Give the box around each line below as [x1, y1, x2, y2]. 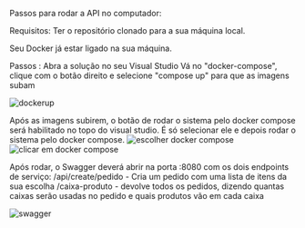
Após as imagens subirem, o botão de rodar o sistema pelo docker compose [9, 115, 296, 125]
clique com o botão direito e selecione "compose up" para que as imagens [9, 70, 290, 81]
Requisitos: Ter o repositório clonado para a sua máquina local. [9, 25, 246, 35]
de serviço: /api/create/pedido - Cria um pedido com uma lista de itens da [9, 172, 288, 182]
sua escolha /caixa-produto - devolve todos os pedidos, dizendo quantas [9, 181, 285, 192]
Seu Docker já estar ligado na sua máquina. [9, 43, 173, 54]
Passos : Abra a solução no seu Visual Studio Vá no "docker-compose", [9, 61, 278, 71]
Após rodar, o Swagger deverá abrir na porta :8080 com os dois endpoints [9, 162, 290, 172]
